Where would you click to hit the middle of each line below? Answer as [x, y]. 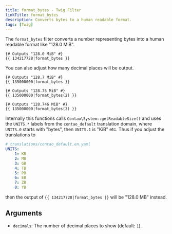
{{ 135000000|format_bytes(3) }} [41, 109]
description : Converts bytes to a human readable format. [69, 20]
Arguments [24, 213]
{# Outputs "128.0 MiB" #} [34, 54]
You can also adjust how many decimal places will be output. [70, 68]
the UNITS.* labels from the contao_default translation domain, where [79, 124]
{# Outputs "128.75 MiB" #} [35, 91]
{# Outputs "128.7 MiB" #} [34, 78]
